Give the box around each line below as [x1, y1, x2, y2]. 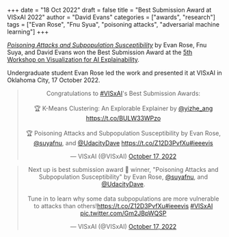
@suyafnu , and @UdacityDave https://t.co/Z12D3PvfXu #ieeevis [33, 139, 213, 147]
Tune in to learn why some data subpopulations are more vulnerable [27, 195, 219, 203]
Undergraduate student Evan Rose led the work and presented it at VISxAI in [7, 68, 222, 77]
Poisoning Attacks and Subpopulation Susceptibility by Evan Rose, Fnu [7, 41, 207, 49]
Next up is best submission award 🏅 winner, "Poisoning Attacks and [28, 166, 219, 173]
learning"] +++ [7, 27, 49, 36]
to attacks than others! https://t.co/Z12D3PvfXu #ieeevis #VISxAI [33, 202, 213, 210]
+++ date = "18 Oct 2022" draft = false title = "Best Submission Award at [7, 6, 212, 14]
